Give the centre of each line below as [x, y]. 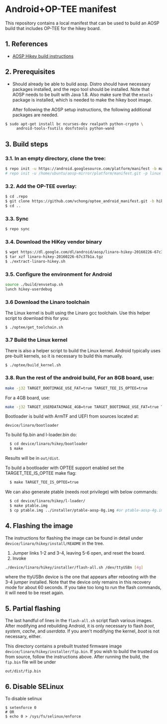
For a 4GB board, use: [28, 398]
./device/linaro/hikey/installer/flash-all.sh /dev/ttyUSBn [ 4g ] [74, 567]
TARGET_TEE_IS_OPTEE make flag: [41, 473]
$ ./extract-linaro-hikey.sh [35, 261]
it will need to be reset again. [35, 593]
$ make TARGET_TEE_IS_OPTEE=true [44, 482]
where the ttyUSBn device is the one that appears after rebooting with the [81, 577]
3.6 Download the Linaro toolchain [47, 302]
